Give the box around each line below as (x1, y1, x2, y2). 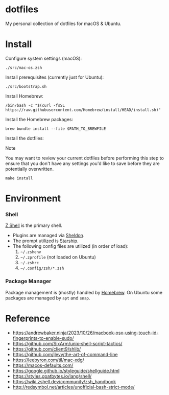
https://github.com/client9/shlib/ (12, 346, 81, 352)
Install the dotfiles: (5, 135, 44, 141)
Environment (5, 193, 61, 204)
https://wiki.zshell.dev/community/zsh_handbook (12, 378, 116, 384)
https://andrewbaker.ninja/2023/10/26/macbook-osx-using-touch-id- (12, 330, 159, 336)
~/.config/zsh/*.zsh (20, 266, 64, 271)
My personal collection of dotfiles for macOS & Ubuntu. (5, 20, 122, 27)
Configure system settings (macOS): (5, 55, 82, 61)
